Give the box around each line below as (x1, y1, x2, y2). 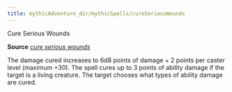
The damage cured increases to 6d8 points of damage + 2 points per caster (7, 56, 225, 64)
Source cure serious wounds (7, 42, 91, 50)
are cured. (7, 77, 37, 86)
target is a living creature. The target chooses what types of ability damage (7, 71, 223, 79)
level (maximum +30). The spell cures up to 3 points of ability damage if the (7, 63, 225, 71)
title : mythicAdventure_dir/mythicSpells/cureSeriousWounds (7, 10, 186, 17)
